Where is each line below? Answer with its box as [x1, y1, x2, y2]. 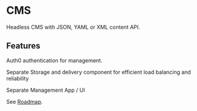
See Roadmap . [6, 98, 43, 105]
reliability [6, 74, 29, 82]
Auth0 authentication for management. [6, 56, 103, 64]
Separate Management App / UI [6, 86, 85, 94]
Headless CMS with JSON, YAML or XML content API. [6, 23, 140, 31]
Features [6, 41, 40, 51]
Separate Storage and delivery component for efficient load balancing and [6, 68, 192, 76]
